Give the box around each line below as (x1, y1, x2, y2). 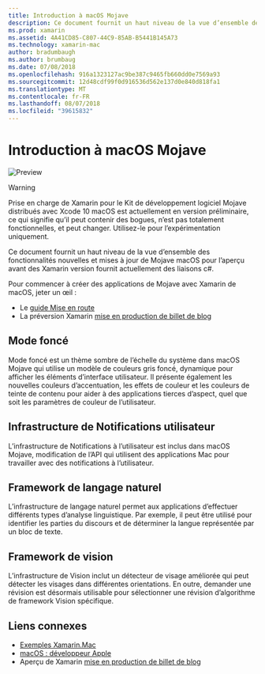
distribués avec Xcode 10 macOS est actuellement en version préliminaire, (8, 206, 249, 216)
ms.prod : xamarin (8, 26, 65, 34)
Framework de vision (8, 550, 114, 563)
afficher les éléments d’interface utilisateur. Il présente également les (8, 372, 233, 381)
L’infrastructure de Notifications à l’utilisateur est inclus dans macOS (8, 441, 230, 451)
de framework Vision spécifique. (8, 596, 114, 606)
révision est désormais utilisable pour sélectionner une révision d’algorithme (8, 588, 256, 597)
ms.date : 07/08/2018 (8, 63, 77, 71)
